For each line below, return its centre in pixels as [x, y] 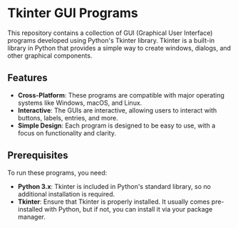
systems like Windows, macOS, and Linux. [80, 103]
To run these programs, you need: [57, 172]
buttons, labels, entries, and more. [68, 118]
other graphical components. [50, 56]
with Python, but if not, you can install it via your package [128, 209]
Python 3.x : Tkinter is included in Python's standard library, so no [114, 186]
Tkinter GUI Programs [73, 13]
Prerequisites [38, 156]
